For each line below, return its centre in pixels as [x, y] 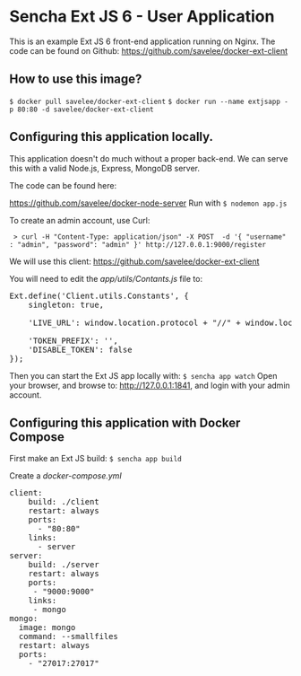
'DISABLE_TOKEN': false [80, 349]
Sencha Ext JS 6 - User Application [142, 17]
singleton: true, [66, 304]
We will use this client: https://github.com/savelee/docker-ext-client [134, 261]
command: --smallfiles [68, 636]
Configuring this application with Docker [125, 422]
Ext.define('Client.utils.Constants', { [99, 295]
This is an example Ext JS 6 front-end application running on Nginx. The [142, 41]
